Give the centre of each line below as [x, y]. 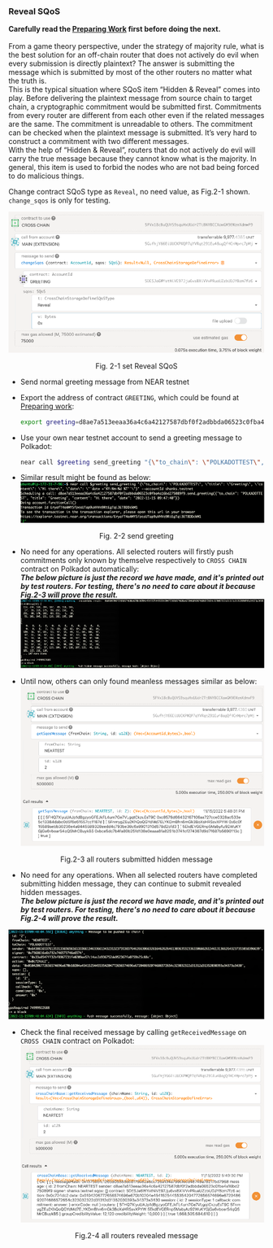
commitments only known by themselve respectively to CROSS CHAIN [133, 561]
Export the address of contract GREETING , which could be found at [130, 397]
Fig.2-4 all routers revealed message [136, 1235]
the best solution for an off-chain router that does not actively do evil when [134, 55]
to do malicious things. [46, 176]
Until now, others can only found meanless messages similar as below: [139, 681]
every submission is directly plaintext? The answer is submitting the [122, 63]
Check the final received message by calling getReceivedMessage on [133, 1032]
